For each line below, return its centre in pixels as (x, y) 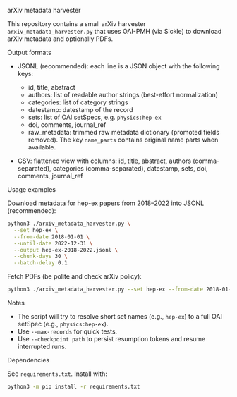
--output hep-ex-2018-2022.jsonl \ (66, 250)
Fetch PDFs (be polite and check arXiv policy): (75, 276)
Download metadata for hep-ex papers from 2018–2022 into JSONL (106, 203)
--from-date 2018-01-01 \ (52, 237)
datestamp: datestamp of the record (80, 110)
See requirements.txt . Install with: (57, 374)
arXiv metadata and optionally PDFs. (60, 39)
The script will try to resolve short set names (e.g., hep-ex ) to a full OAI (120, 316)
